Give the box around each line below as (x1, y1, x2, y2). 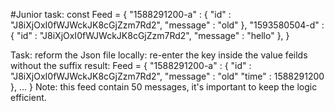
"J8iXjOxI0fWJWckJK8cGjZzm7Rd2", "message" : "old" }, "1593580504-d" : (10, 19, 325, 31)
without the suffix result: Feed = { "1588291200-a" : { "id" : (10, 60, 252, 71)
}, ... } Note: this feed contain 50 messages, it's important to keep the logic (10, 81, 318, 93)
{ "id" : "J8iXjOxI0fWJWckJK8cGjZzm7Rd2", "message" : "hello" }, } (10, 30, 290, 41)
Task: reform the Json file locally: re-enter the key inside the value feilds (10, 49, 308, 61)
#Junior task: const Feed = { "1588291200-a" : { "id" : (10, 9, 232, 20)
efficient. (10, 92, 47, 103)
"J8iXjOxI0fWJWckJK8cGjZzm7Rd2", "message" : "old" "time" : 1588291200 (10, 70, 325, 82)
